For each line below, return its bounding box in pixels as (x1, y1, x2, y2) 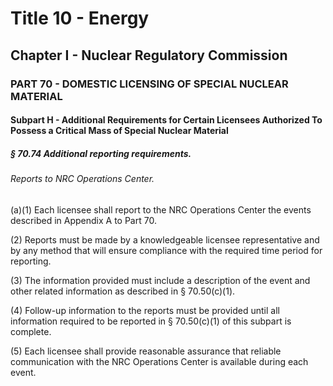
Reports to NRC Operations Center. (10, 173, 155, 185)
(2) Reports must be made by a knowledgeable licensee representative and (10, 233, 320, 246)
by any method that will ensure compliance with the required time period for (10, 244, 323, 256)
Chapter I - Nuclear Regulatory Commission (10, 47, 288, 64)
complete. (10, 325, 52, 337)
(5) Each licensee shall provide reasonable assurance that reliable (10, 345, 282, 357)
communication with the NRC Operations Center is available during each (10, 355, 309, 367)
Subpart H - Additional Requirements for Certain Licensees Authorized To (10, 114, 323, 126)
